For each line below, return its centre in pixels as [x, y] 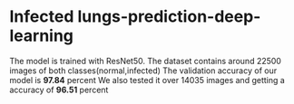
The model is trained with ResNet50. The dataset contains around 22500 [145, 61]
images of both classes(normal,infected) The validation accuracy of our [143, 71]
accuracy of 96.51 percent [59, 90]
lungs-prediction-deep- [169, 17]
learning [42, 36]
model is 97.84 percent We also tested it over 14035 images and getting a [147, 80]
